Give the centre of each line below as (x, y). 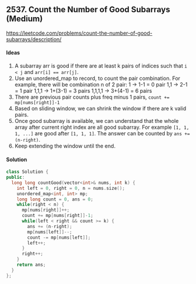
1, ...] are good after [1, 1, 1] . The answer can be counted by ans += (102, 133)
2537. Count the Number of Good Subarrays (88, 10)
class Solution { (27, 172)
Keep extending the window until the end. (65, 146)
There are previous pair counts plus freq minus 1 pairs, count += (92, 97)
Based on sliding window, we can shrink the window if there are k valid (100, 109)
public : (16, 178)
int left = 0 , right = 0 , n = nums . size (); (71, 188)
